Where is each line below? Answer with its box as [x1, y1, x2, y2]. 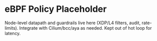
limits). [4, 25, 18, 31]
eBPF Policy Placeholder [4, 3, 107, 15]
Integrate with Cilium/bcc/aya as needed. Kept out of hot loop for [19, 25, 152, 31]
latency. [4, 30, 21, 36]
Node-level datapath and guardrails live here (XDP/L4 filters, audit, [4, 20, 141, 26]
